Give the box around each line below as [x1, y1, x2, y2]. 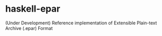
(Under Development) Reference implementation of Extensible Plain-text [5, 20, 157, 26]
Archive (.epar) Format [5, 25, 53, 31]
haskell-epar [5, 3, 61, 15]
